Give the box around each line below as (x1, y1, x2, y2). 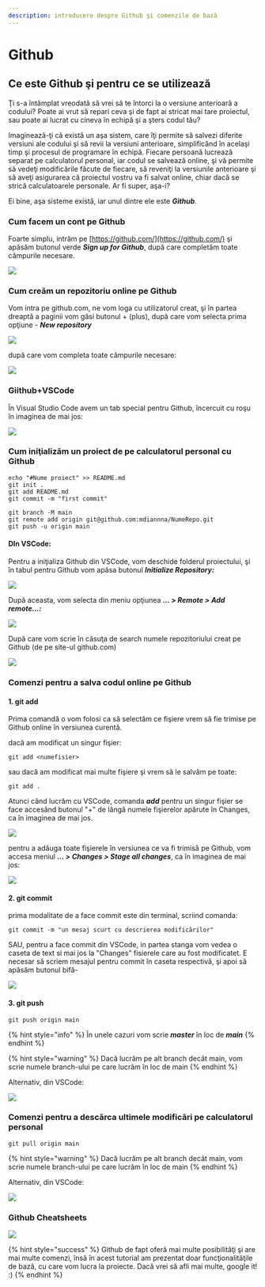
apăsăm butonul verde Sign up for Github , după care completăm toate (8, 242, 238, 252)
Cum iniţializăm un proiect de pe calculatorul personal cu (8, 446, 232, 457)
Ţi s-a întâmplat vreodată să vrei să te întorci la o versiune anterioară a (8, 98, 239, 108)
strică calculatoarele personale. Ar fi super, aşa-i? (8, 181, 170, 190)
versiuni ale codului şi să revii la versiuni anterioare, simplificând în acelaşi (8, 139, 251, 148)
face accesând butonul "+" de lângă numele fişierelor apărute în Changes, (8, 805, 251, 814)
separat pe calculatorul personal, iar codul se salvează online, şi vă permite (8, 155, 254, 165)
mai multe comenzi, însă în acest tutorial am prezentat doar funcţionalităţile (8, 1253, 253, 1263)
